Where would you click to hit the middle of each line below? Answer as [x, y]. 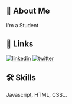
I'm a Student [22, 25]
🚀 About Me [28, 11]
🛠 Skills [21, 78]
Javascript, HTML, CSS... [37, 95]
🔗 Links [20, 44]
